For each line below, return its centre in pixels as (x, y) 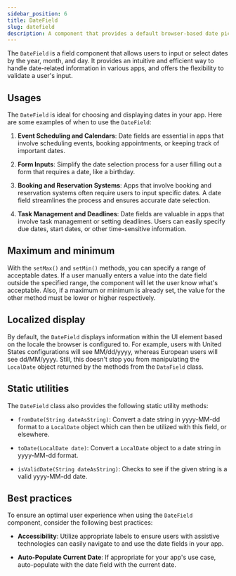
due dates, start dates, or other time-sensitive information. (102, 229)
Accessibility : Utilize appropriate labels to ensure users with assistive (118, 536)
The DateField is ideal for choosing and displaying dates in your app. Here (115, 115)
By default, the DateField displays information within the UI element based (115, 336)
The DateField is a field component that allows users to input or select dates (118, 53)
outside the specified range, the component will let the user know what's (113, 282)
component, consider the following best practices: (80, 523)
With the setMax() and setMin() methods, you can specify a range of (107, 268)
